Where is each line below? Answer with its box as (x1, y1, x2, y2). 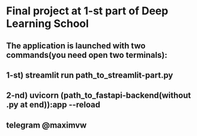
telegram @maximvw (6, 120, 87, 130)
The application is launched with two (6, 41, 146, 51)
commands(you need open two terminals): (6, 50, 168, 60)
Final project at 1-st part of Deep (6, 4, 168, 18)
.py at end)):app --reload (6, 100, 101, 110)
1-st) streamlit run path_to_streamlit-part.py (6, 70, 174, 80)
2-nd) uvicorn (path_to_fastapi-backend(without (6, 91, 192, 101)
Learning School (6, 17, 89, 30)
